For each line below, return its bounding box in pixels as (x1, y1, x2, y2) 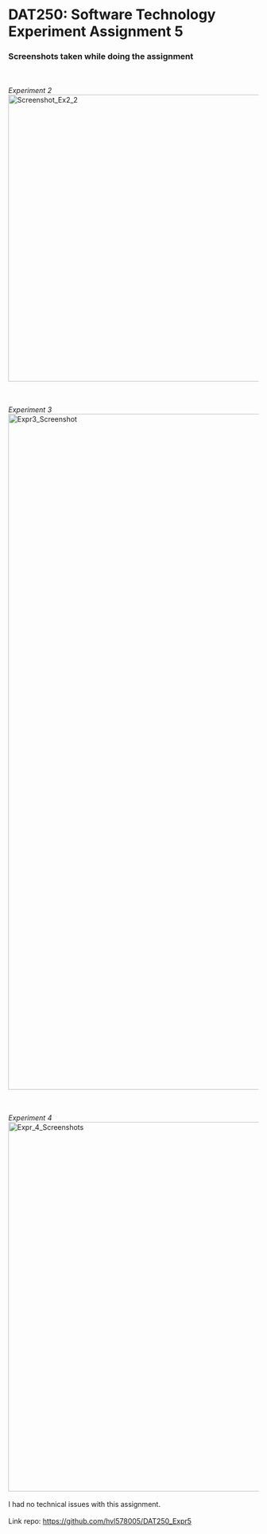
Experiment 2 (8, 86, 52, 95)
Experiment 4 (8, 1113, 52, 1123)
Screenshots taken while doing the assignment (8, 51, 194, 62)
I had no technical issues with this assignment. (8, 1500, 161, 1509)
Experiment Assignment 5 (8, 22, 184, 41)
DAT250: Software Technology (8, 6, 216, 24)
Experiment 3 (8, 405, 52, 415)
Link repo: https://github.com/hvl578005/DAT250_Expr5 (8, 1516, 192, 1526)
